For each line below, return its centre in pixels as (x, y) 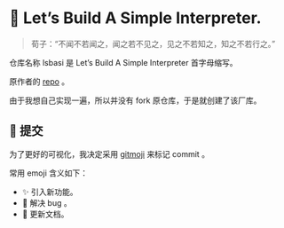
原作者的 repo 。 (39, 81)
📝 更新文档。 (45, 214)
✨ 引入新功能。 (50, 192)
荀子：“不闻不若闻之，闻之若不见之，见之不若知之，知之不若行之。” (153, 43)
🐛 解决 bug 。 (47, 202)
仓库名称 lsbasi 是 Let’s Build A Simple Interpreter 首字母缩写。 (123, 62)
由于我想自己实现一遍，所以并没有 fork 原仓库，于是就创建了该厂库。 (135, 100)
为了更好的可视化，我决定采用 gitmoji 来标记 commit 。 (110, 153)
